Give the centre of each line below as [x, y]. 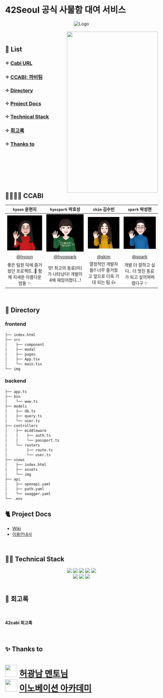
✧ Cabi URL [19, 63]
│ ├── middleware [26, 430]
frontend [16, 324]
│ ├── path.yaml [25, 489]
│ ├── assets [21, 469]
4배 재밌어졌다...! [65, 280]
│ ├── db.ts [20, 411]
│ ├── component [25, 344]
